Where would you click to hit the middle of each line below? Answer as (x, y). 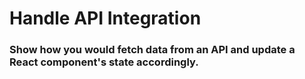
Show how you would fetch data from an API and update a (152, 50)
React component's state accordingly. (104, 62)
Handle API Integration (105, 18)
